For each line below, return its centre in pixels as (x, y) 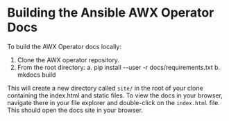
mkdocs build (36, 75)
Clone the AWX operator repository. (68, 59)
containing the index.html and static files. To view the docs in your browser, (115, 95)
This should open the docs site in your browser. (75, 110)
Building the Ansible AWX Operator (111, 13)
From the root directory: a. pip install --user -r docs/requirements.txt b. (119, 67)
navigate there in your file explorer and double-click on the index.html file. (113, 102)
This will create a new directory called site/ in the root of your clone (105, 88)
